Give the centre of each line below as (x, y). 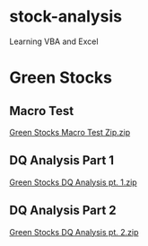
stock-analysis (66, 17)
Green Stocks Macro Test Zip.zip (70, 132)
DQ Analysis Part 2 (63, 211)
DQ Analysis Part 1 (62, 160)
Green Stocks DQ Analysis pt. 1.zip (73, 182)
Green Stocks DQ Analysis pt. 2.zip (74, 232)
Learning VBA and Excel (54, 41)
